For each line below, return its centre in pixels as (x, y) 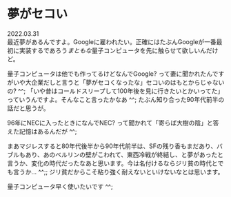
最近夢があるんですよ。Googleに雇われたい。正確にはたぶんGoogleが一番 (112, 41)
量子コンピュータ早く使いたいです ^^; (60, 186)
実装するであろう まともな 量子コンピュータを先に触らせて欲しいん (113, 50)
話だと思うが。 (28, 108)
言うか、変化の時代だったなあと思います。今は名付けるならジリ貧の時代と (112, 163)
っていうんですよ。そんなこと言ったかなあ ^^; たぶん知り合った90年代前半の (116, 99)
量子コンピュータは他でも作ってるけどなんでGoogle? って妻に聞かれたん (110, 74)
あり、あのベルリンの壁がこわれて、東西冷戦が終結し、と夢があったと (124, 154)
